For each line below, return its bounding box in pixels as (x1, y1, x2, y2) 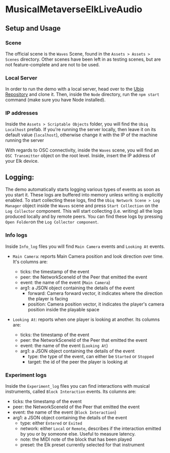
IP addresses (5, 110, 38, 117)
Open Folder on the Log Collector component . (5, 219, 99, 225)
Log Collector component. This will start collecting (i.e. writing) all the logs (5, 208, 163, 214)
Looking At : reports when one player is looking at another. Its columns (12, 316, 160, 322)
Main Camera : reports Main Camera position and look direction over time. (12, 253, 164, 259)
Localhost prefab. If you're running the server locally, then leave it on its (5, 127, 156, 133)
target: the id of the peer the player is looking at (27, 359, 128, 365)
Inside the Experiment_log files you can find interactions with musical (5, 383, 150, 389)
